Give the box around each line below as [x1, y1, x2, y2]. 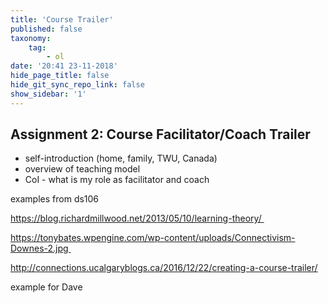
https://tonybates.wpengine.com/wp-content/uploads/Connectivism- [10, 232, 296, 244]
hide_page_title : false [10, 71, 110, 81]
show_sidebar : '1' [10, 89, 87, 99]
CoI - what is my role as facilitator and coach [24, 174, 210, 186]
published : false [10, 24, 83, 34]
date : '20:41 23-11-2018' [10, 61, 118, 71]
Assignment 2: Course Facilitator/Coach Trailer [10, 126, 311, 143]
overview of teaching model [24, 163, 141, 175]
